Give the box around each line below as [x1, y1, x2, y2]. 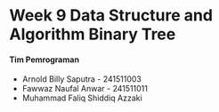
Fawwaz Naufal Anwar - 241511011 [21, 84, 149, 94]
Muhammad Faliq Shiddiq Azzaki [21, 92, 142, 103]
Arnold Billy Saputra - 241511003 [21, 74, 142, 84]
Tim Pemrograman [9, 54, 80, 65]
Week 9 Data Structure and [9, 5, 214, 26]
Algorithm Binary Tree [9, 24, 176, 44]
